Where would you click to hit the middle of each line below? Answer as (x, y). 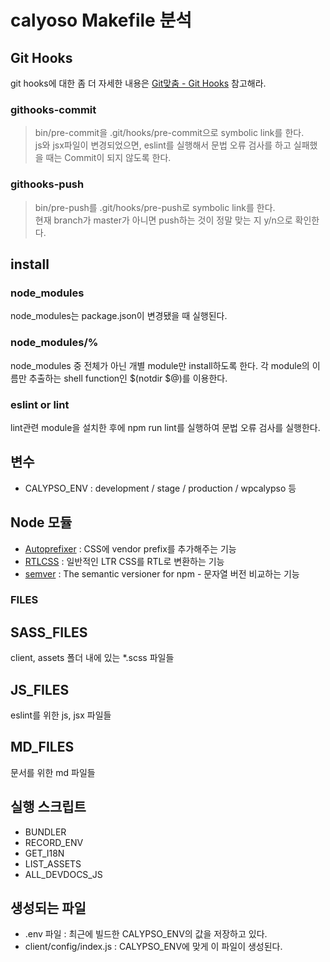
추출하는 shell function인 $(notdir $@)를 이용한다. (128, 378)
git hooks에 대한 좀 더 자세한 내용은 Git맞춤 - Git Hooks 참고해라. (138, 83)
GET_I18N (44, 853)
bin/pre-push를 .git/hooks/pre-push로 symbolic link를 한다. (155, 207)
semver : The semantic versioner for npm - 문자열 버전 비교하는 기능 (162, 573)
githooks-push (47, 184)
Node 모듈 (41, 522)
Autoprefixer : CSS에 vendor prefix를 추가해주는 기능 (130, 548)
